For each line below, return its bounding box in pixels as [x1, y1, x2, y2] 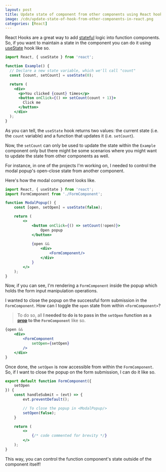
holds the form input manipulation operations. [5, 288, 98, 294]
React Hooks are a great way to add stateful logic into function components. [5, 35, 161, 41]
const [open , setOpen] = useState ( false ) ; [14, 205, 103, 210]
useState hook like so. [5, 45, 50, 51]
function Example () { [5, 64, 50, 69]
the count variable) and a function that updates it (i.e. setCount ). [5, 133, 135, 139]
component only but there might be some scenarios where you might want [5, 147, 157, 153]
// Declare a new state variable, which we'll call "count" [9, 68, 136, 73]
